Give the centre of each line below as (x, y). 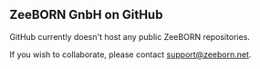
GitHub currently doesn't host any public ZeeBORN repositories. (130, 36)
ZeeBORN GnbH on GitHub (86, 15)
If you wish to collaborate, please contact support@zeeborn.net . (130, 54)
